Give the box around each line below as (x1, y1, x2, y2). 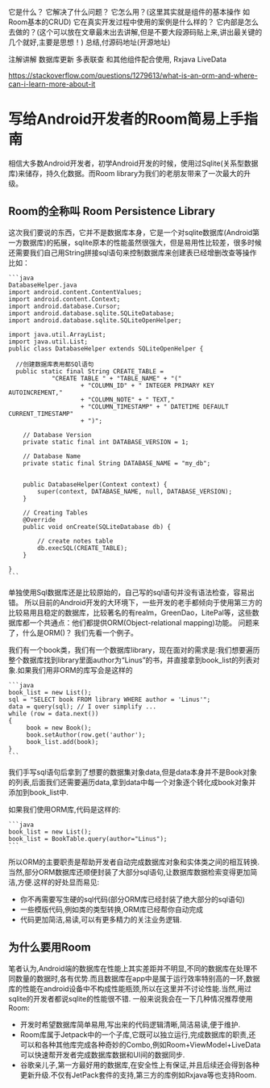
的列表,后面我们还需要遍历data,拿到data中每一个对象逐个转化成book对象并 (8, 777, 256, 787)
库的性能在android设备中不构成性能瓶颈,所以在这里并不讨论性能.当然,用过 (8, 984, 252, 993)
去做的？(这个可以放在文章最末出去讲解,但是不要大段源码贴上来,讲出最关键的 (8, 27, 263, 36)
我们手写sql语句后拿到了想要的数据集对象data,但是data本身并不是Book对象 (8, 767, 257, 777)
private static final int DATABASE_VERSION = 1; (23, 438, 189, 446)
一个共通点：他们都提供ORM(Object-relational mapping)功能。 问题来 (29, 617, 260, 628)
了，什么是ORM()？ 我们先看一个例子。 (8, 628, 139, 637)
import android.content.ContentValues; (8, 288, 143, 296)
